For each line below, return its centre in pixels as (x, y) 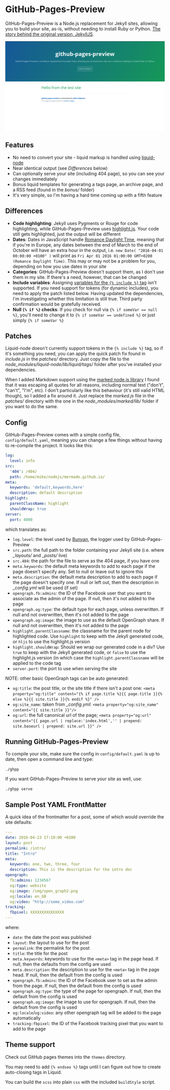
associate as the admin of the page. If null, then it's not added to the (84, 598)
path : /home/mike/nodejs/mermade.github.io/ (57, 477)
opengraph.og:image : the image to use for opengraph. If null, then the (84, 1002)
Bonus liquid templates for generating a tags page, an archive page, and (88, 184)
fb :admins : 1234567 (30, 881)
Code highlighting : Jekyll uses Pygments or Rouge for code (75, 223)
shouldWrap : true (28, 509)
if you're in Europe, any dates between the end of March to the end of (85, 245)
